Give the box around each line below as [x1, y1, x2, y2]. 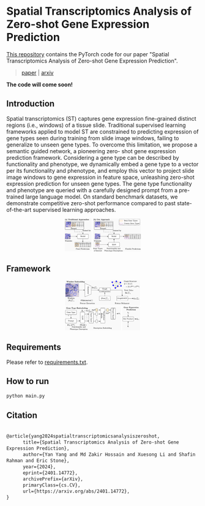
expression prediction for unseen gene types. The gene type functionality [6, 179, 192, 187]
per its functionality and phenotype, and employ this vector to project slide [6, 167, 195, 174]
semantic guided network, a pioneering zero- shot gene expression [6, 147, 176, 154]
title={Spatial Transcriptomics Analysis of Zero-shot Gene [22, 439, 179, 445]
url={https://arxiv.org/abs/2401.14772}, [22, 488, 130, 494]
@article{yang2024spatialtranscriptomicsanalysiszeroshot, [6, 433, 160, 439]
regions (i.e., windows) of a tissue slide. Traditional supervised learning [6, 121, 186, 129]
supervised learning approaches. [32, 206, 116, 213]
